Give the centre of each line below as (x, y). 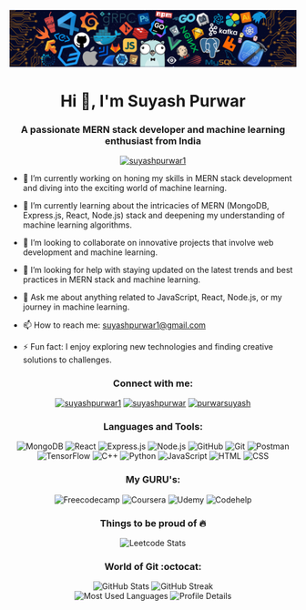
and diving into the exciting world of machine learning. (125, 188)
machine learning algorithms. (77, 225)
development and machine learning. (90, 252)
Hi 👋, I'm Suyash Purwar (153, 101)
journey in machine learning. (76, 307)
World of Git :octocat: (153, 567)
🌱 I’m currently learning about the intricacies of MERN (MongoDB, (146, 205)
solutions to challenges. (67, 360)
